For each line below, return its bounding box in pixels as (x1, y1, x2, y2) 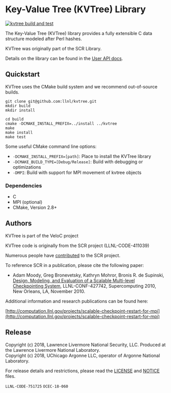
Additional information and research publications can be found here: (5, 298, 149, 304)
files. (5, 373, 16, 379)
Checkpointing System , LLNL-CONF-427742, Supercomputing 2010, (12, 283, 156, 289)
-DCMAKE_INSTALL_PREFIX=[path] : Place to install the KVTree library (12, 153, 152, 159)
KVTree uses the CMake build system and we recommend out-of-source (5, 83, 158, 89)
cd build (5, 116, 24, 122)
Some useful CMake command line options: (5, 143, 97, 149)
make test (5, 134, 26, 139)
